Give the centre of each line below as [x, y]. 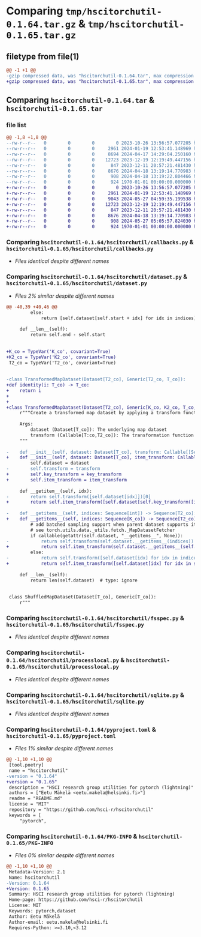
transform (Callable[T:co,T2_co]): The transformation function [112, 435]
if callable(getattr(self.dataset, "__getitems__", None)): [107, 535]
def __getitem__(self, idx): [56, 491]
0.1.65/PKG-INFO [30, 843]
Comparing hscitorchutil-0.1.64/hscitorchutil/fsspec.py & [95, 618]
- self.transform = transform [53, 469]
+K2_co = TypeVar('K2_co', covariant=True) [61, 357]
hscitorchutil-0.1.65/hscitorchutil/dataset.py [77, 284]
